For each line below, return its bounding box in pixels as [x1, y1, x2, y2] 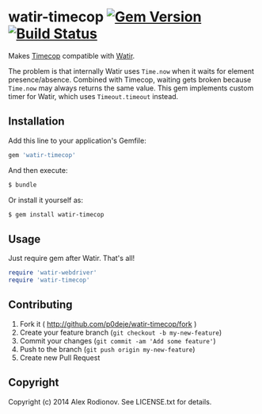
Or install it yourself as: [8, 195, 83, 205]
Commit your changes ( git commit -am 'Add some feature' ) [19, 335, 216, 345]
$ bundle [8, 181, 37, 189]
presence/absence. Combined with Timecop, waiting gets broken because [8, 75, 252, 84]
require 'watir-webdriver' [8, 269, 97, 277]
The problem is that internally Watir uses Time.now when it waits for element [8, 66, 255, 75]
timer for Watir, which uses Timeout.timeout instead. [8, 91, 179, 101]
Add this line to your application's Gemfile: [8, 136, 146, 145]
